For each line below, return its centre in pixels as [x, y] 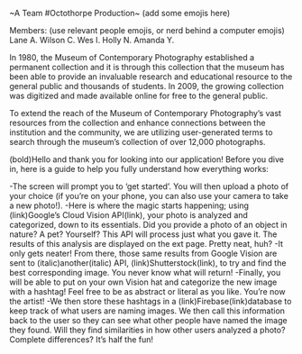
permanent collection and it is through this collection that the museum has [147, 67]
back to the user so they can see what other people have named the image [148, 320]
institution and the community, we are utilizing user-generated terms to [141, 132]
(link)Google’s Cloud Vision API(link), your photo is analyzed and [128, 215]
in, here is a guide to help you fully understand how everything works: [139, 169]
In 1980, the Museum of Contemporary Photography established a [132, 57]
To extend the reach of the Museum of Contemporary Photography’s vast [146, 113]
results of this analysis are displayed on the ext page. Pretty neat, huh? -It [146, 244]
